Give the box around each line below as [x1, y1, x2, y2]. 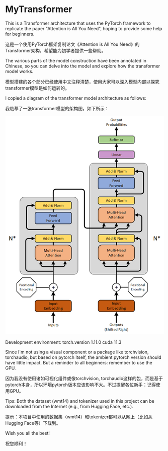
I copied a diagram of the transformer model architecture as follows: [5, 95, 147, 101]
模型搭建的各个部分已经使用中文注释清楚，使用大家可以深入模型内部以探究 [5, 79, 159, 85]
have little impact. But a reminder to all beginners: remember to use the [5, 360, 152, 366]
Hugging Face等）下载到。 [5, 420, 61, 426]
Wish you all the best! [5, 430, 50, 436]
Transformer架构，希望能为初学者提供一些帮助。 [5, 47, 106, 53]
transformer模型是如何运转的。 [5, 85, 69, 91]
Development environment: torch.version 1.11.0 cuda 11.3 [5, 339, 122, 345]
